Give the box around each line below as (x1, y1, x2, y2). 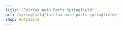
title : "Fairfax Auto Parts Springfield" (5, 7, 95, 13)
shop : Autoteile (5, 17, 40, 22)
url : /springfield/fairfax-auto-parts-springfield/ (5, 12, 117, 17)
